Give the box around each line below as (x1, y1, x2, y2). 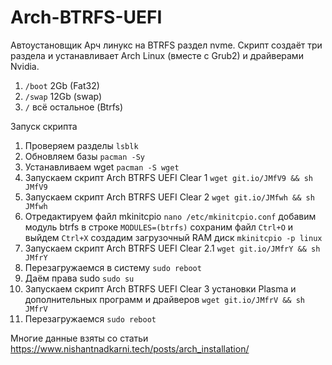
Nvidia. (10, 60, 40, 72)
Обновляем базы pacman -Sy (24, 150, 145, 162)
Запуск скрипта (10, 120, 78, 132)
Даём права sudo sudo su (24, 272, 135, 284)
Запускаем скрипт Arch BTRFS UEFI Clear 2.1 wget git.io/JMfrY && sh (24, 242, 321, 254)
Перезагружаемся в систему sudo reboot (24, 261, 202, 273)
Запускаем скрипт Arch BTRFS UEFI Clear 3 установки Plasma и (24, 282, 297, 295)
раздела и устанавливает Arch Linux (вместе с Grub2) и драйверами (10, 49, 304, 61)
